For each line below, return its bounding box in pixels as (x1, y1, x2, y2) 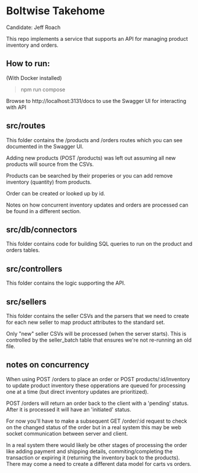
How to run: (6, 59, 50, 69)
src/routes (6, 121, 46, 131)
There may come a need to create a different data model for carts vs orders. (6, 460, 192, 467)
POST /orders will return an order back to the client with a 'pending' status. (6, 400, 189, 407)
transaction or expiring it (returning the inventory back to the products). (6, 454, 180, 461)
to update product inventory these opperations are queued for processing (6, 382, 186, 389)
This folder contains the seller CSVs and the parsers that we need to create (6, 313, 189, 319)
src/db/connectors (6, 224, 77, 234)
